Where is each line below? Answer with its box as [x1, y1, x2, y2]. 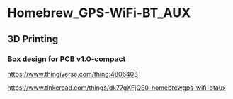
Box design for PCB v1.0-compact [7, 54, 126, 64]
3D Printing [7, 33, 59, 45]
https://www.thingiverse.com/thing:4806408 [7, 70, 138, 78]
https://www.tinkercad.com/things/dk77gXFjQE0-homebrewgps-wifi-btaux [7, 83, 227, 92]
